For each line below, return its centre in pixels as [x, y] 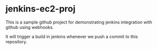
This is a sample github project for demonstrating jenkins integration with [79, 22]
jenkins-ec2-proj [40, 9]
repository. [16, 41]
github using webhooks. [30, 27]
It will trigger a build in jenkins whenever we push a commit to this [72, 37]
